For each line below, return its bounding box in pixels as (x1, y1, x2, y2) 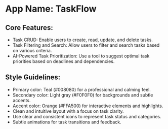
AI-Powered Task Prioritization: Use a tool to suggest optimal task (12, 53, 150, 59)
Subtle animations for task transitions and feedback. (12, 119, 121, 125)
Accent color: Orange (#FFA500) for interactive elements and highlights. (12, 103, 163, 109)
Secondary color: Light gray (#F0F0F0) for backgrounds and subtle (12, 92, 153, 98)
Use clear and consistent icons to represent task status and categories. (12, 113, 162, 119)
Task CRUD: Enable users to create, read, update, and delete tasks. (12, 37, 153, 43)
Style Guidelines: (5, 73, 61, 82)
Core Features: (5, 23, 53, 32)
